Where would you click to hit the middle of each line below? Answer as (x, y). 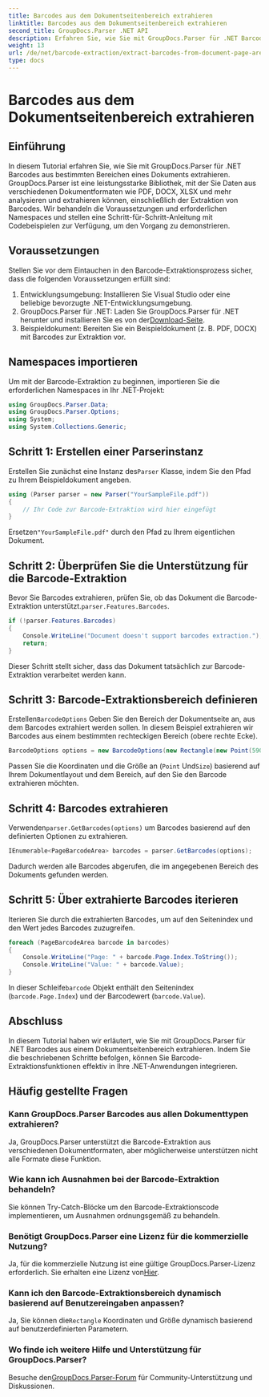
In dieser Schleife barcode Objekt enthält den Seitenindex (101, 988)
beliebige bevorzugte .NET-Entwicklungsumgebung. (106, 302)
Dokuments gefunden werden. (58, 874)
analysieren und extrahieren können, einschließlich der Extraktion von (123, 200)
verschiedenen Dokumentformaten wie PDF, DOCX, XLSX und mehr (120, 191)
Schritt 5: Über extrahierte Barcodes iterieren (123, 900)
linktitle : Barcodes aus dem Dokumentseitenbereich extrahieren (118, 23)
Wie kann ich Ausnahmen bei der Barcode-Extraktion (114, 1180)
